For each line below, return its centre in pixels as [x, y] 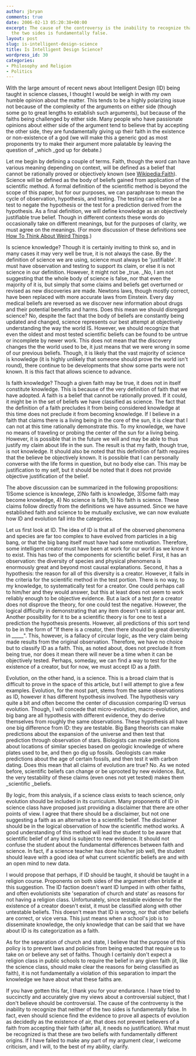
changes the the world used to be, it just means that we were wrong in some [98, 347]
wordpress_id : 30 [27, 55]
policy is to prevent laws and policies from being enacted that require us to [96, 948]
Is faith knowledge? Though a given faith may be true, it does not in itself [93, 383]
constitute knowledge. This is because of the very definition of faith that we [97, 389]
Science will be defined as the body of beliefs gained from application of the [98, 180]
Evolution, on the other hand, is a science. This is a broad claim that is [90, 678]
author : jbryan [24, 11]
